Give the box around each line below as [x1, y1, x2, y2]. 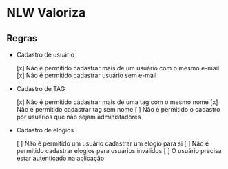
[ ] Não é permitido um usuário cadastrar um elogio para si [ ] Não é [16, 139, 209, 148]
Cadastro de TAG [16, 85, 65, 92]
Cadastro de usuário [16, 50, 75, 59]
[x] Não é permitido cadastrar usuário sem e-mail [16, 71, 157, 79]
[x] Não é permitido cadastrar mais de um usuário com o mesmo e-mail [16, 64, 220, 72]
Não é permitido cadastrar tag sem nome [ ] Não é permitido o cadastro [16, 106, 220, 113]
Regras [6, 32, 38, 44]
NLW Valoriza [6, 5, 86, 21]
